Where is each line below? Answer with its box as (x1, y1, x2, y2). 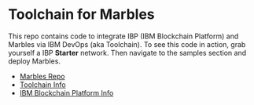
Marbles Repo (19, 71, 65, 81)
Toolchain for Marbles (8, 5, 155, 24)
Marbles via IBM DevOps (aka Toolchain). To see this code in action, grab (8, 39, 246, 49)
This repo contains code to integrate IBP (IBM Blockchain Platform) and (8, 31, 239, 41)
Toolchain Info (19, 80, 66, 89)
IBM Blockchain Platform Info (19, 88, 114, 97)
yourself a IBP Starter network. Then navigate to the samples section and (8, 48, 246, 57)
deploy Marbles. (8, 56, 61, 66)
